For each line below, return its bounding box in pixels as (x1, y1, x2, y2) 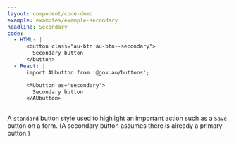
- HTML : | (13, 37, 42, 44)
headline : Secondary (7, 23, 68, 30)
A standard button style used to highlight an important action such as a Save (7, 114, 228, 123)
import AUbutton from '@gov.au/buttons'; (25, 69, 150, 76)
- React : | (13, 63, 46, 70)
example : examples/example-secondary (7, 17, 118, 24)
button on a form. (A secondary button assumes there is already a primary (7, 122, 223, 130)
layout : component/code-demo (7, 10, 93, 18)
